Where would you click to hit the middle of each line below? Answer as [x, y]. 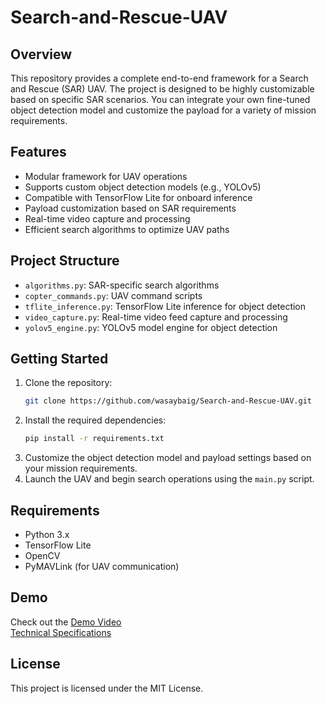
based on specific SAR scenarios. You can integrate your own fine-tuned [160, 99]
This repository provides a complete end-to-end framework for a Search [159, 78]
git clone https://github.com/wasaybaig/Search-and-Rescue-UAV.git [168, 401]
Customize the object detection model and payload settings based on [168, 458]
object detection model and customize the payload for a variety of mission [163, 110]
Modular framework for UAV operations [106, 176]
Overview [41, 54]
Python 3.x [47, 534]
